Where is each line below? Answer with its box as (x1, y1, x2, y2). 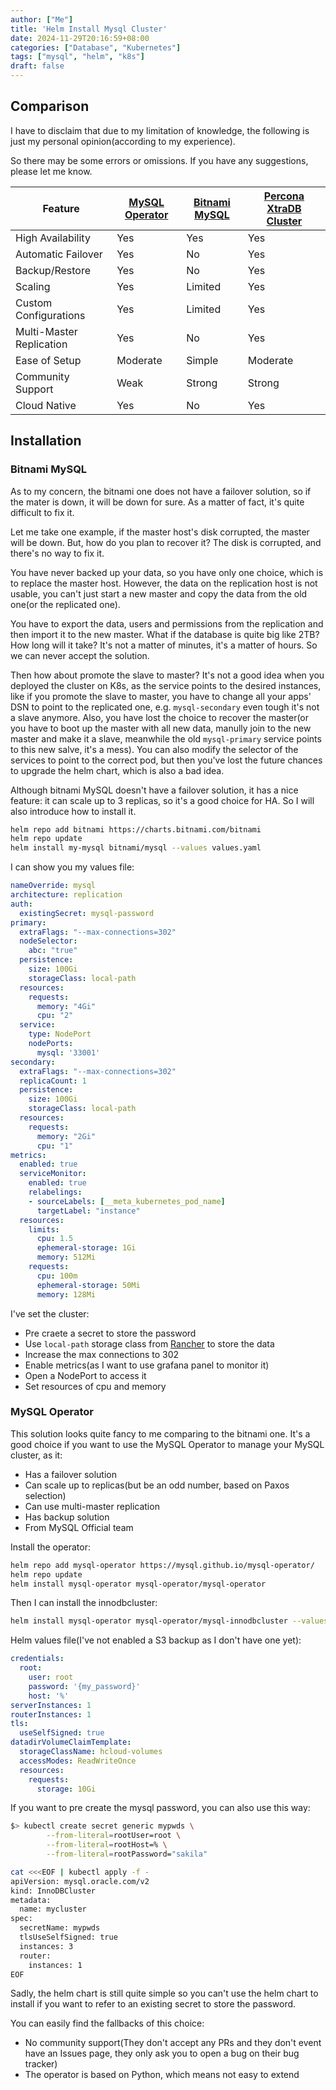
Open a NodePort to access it (24, 1369, 147, 1381)
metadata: (10, 1895, 52, 1905)
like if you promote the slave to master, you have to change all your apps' (10, 690, 312, 702)
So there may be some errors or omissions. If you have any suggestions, (10, 154, 309, 166)
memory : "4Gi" (36, 1001, 97, 1011)
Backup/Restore (15, 263, 91, 277)
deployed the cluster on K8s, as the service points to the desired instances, (10, 679, 322, 691)
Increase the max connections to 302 (24, 1348, 180, 1360)
